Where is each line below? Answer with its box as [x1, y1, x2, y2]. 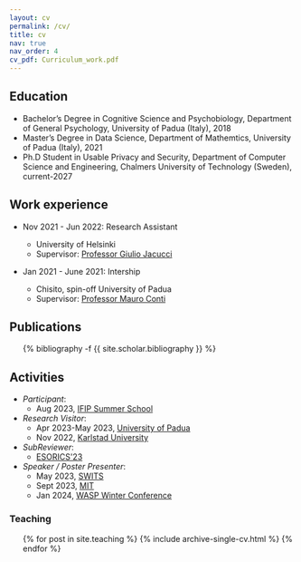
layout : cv [9, 13, 51, 23]
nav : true [9, 38, 47, 48]
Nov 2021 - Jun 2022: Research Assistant [22, 221, 178, 232]
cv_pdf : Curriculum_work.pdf [9, 55, 119, 64]
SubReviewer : [22, 441, 74, 453]
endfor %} [22, 543, 61, 554]
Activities [9, 369, 65, 385]
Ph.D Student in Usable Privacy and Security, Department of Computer [22, 151, 287, 162]
